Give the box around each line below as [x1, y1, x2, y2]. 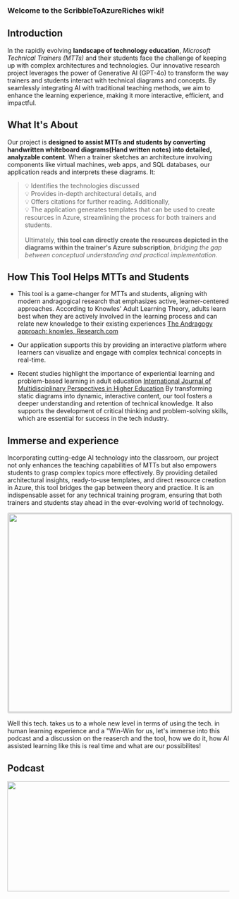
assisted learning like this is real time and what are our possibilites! [7, 742, 201, 750]
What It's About [7, 119, 78, 131]
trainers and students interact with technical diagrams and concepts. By [7, 76, 216, 85]
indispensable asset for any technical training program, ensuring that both [7, 491, 222, 499]
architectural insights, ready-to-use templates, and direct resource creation [7, 476, 226, 484]
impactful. [7, 98, 37, 107]
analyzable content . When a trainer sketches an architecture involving [7, 152, 213, 161]
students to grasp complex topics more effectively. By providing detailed [7, 468, 218, 477]
